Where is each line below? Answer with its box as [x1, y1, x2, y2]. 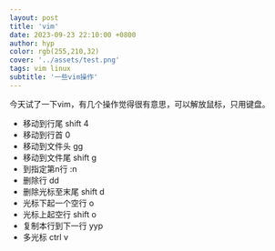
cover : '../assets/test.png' [9, 55, 120, 65]
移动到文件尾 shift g [22, 152, 97, 163]
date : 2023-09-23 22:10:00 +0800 [9, 30, 137, 39]
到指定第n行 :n [22, 163, 77, 174]
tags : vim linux [9, 65, 71, 74]
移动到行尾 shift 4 [22, 117, 89, 128]
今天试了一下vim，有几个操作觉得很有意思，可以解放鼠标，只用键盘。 [9, 98, 270, 109]
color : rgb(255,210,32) [9, 47, 100, 56]
